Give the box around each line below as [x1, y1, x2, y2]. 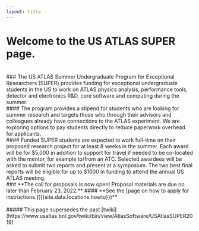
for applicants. [6, 130, 42, 137]
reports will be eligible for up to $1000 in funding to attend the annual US [6, 168, 184, 175]
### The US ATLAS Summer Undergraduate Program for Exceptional [6, 73, 175, 80]
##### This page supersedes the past [6, 206, 100, 213]
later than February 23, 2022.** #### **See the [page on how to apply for [6, 187, 189, 194]
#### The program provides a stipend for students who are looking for [6, 105, 179, 112]
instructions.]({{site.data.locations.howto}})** [6, 193, 118, 200]
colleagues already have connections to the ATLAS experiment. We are [6, 117, 180, 124]
